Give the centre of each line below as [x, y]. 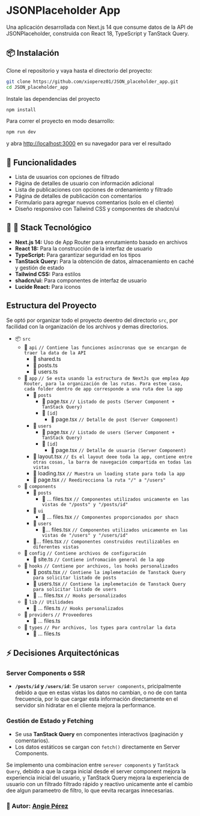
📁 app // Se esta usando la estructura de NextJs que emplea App [107, 378]
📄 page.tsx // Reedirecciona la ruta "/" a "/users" [99, 479]
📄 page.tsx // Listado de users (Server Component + [108, 432]
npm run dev [21, 132]
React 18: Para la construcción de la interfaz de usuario [83, 248]
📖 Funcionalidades [41, 162]
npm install [21, 110]
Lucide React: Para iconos [48, 286]
